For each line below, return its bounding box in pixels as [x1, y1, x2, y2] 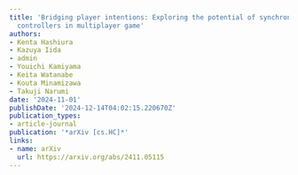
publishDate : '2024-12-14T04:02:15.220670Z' [9, 103, 176, 112]
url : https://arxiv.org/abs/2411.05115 [17, 152, 165, 162]
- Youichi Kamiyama [9, 63, 82, 72]
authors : [9, 29, 42, 38]
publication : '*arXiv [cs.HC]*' [9, 128, 129, 137]
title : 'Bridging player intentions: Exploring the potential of [9, 12, 255, 22]
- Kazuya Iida [9, 46, 62, 55]
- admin [9, 54, 38, 63]
